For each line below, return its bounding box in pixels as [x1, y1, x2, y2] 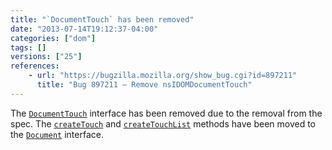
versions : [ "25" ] [10, 52, 83, 62]
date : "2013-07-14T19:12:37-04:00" [10, 24, 159, 34]
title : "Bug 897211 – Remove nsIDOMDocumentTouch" [36, 80, 253, 90]
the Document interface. [10, 128, 104, 140]
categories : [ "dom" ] [10, 33, 97, 43]
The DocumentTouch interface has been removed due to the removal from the [10, 107, 323, 119]
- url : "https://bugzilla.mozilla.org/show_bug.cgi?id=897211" [28, 71, 298, 81]
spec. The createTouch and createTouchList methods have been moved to [10, 117, 316, 130]
